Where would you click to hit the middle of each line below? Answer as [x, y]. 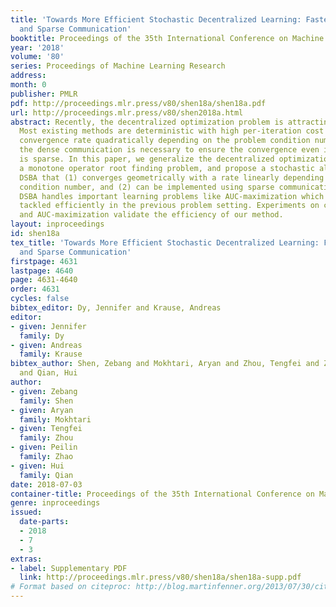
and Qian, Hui [48, 373]
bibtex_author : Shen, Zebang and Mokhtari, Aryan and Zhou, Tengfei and [165, 364]
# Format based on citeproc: [71, 587]
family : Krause [51, 354]
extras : [26, 559]
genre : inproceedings [55, 503]
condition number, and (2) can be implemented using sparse [147, 187]
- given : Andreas [46, 345]
